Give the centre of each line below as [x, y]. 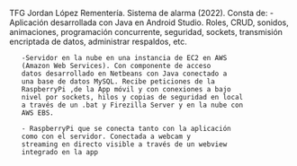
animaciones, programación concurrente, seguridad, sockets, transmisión [146, 32]
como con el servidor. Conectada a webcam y [106, 136]
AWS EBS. [37, 113]
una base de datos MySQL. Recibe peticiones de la [118, 82]
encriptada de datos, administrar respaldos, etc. [98, 41]
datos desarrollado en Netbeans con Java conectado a [124, 74]
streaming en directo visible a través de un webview [124, 144]
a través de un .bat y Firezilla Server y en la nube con [132, 105]
